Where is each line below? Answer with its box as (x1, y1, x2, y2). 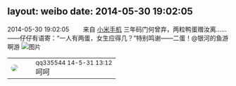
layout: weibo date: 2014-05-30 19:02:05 (7, 6, 194, 17)
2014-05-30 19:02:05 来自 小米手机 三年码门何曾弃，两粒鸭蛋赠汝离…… (7, 24, 227, 34)
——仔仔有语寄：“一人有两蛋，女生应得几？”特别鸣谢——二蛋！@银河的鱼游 (7, 34, 229, 42)
